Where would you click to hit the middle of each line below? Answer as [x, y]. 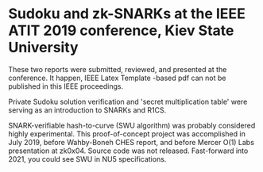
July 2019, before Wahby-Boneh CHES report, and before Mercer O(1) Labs [131, 142]
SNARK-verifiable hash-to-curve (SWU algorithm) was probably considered [132, 125]
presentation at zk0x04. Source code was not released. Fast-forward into [128, 151]
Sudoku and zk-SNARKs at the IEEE [127, 14]
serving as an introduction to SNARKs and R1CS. [87, 110]
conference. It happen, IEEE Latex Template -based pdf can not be [117, 78]
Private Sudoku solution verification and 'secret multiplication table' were [128, 101]
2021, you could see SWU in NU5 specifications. [87, 159]
